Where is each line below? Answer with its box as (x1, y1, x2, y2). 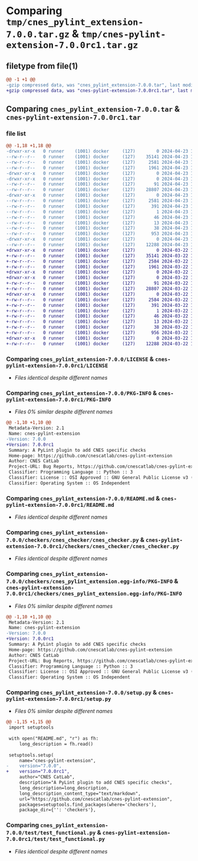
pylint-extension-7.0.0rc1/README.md (6, 501, 115, 508)
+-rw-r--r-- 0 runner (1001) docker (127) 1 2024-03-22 (6, 307, 189, 314)
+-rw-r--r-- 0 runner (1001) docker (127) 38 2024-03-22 (6, 324, 189, 331)
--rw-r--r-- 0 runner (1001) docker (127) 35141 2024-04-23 (6, 154, 189, 160)
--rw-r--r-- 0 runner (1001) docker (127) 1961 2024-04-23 (6, 164, 189, 171)
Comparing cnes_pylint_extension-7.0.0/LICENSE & (6, 355, 154, 363)
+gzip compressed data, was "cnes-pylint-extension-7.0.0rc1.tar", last (6, 88, 189, 93)
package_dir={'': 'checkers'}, (19, 807, 96, 813)
